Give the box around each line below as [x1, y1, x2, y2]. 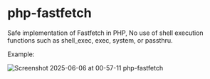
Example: [7, 50, 35, 58]
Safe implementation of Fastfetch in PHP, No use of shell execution [7, 28, 204, 37]
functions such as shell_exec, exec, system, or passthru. [7, 36, 173, 44]
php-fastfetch [7, 5, 92, 21]
